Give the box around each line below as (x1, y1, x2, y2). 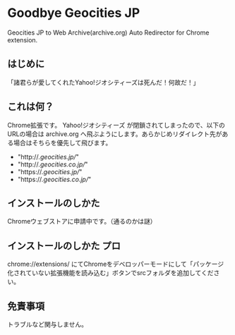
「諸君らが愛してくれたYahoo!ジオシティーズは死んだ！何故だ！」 (7, 78, 200, 86)
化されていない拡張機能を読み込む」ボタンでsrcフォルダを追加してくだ (7, 269, 214, 277)
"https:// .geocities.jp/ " (17, 167, 83, 176)
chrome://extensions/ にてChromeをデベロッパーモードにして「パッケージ (7, 260, 224, 269)
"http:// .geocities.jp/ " (17, 152, 79, 161)
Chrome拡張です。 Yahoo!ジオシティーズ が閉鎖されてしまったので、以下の (7, 121, 226, 129)
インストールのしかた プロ (7, 240, 121, 252)
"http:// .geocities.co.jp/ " (17, 160, 88, 169)
